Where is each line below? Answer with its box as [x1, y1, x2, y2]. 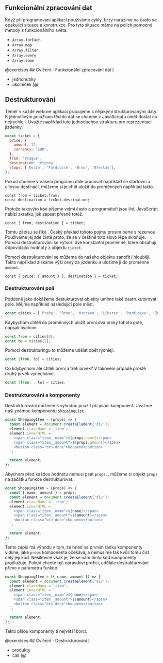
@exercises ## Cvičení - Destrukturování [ [5, 638, 90, 644]
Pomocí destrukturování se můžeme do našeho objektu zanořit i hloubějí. [5, 254, 151, 260]
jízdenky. [5, 124, 23, 130]
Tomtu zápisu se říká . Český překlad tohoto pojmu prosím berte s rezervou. [5, 229, 157, 235]
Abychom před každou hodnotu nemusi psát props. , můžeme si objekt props [5, 471, 158, 477]
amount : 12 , [14, 142, 38, 148]
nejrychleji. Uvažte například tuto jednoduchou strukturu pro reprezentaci [5, 119, 152, 125]
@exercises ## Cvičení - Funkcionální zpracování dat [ [5, 67, 114, 73]
